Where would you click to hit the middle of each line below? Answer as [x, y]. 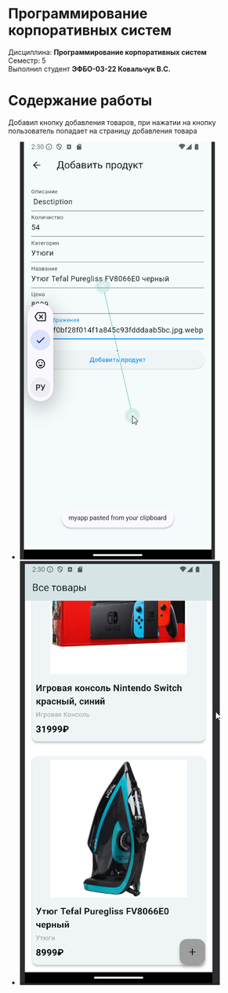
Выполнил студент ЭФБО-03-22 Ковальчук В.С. [89, 68]
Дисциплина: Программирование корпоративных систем [108, 52]
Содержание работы [80, 101]
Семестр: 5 [27, 61]
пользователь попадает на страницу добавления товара [103, 131]
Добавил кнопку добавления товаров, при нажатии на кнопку [112, 122]
